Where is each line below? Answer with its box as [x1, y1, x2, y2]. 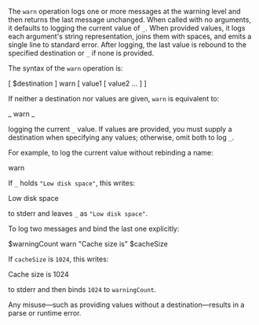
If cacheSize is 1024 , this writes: [8, 254, 109, 264]
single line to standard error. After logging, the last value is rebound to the [8, 40, 247, 49]
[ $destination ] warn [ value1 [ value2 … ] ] [8, 79, 147, 88]
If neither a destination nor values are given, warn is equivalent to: [8, 94, 220, 103]
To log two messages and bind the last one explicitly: [8, 224, 180, 233]
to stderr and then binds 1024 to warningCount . [8, 285, 157, 294]
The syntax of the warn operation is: [8, 64, 123, 73]
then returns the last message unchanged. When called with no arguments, [8, 15, 251, 24]
